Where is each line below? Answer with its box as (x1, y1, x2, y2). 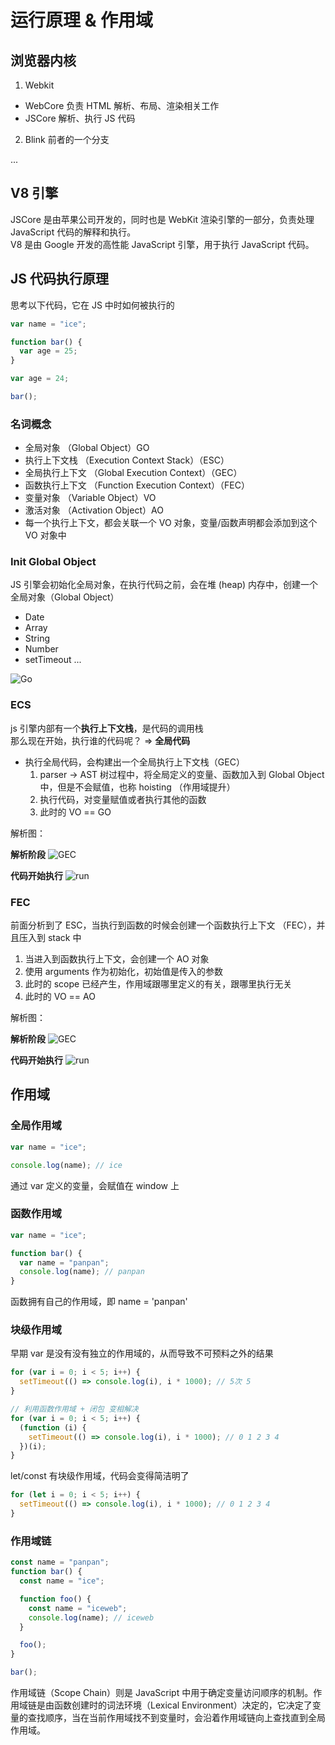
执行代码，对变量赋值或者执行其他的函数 (39, 793, 207, 805)
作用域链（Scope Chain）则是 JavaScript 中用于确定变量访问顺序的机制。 (10, 1687, 314, 1699)
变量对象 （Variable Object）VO (24, 492, 157, 504)
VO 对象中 (24, 529, 67, 541)
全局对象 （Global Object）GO (24, 442, 150, 454)
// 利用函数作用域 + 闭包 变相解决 (10, 1404, 139, 1415)
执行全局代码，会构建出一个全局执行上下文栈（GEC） (24, 756, 245, 768)
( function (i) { (19, 1422, 87, 1433)
